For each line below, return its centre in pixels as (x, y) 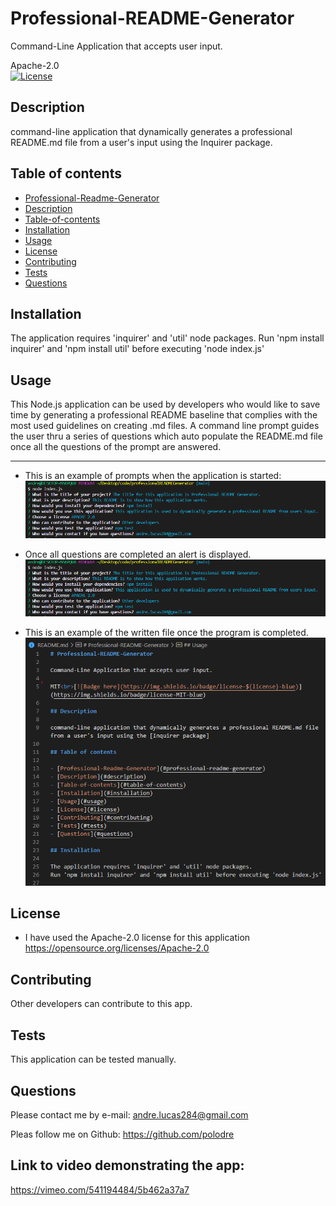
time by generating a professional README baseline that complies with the (164, 415)
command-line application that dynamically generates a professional (151, 131)
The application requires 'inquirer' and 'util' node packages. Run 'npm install (167, 338)
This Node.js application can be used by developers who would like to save (165, 404)
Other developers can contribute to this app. (101, 1004)
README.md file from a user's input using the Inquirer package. (141, 142)
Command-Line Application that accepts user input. (116, 46)
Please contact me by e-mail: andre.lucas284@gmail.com (129, 1114)
